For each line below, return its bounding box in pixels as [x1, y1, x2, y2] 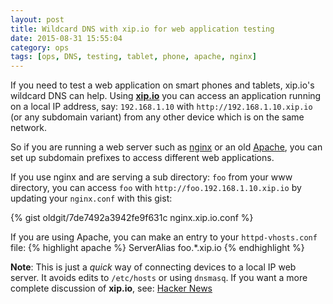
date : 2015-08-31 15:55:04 [10, 33, 123, 43]
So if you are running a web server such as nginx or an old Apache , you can [10, 141, 323, 153]
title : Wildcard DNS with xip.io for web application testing [10, 24, 275, 34]
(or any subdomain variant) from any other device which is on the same [10, 111, 305, 123]
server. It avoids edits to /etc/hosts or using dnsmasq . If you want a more [10, 272, 308, 284]
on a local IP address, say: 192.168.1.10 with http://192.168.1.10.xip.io [10, 101, 313, 113]
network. [10, 122, 48, 134]
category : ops [10, 42, 70, 53]
